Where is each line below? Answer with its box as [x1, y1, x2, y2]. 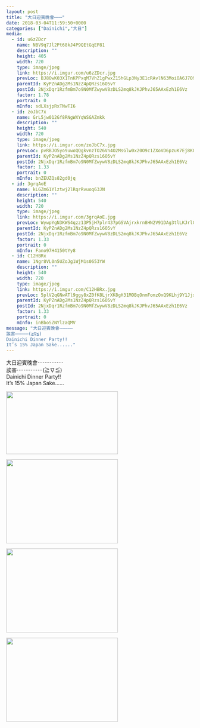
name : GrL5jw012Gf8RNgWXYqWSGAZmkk [17, 114, 105, 120]
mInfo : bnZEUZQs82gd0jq [17, 176, 76, 182]
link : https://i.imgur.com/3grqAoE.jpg [17, 214, 116, 220]
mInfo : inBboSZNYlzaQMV [17, 320, 76, 325]
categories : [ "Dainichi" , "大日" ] [6, 25, 87, 32]
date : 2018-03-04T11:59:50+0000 [6, 20, 86, 26]
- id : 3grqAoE [11, 181, 46, 187]
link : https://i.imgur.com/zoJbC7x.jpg [17, 142, 116, 148]
